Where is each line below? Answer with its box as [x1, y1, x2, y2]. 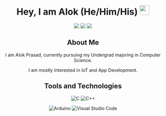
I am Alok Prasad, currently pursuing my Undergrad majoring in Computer [5, 51, 161, 58]
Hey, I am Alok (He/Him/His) [16, 6, 138, 18]
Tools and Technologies [44, 82, 122, 91]
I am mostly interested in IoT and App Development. [28, 67, 138, 73]
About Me [67, 38, 99, 47]
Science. [73, 57, 93, 63]
